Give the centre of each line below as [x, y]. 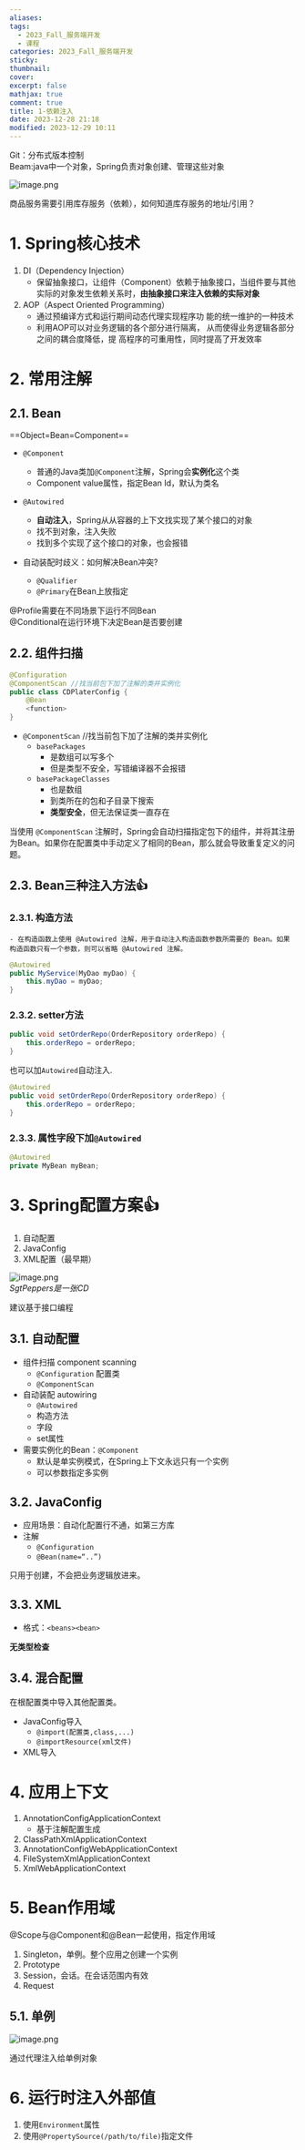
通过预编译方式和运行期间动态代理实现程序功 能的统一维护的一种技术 [165, 316]
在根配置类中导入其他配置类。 [65, 1702]
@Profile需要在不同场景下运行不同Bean [83, 610]
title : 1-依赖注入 [42, 111]
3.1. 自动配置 [45, 1339]
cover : [22, 77]
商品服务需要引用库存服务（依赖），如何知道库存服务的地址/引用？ [133, 203]
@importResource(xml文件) [84, 1742]
